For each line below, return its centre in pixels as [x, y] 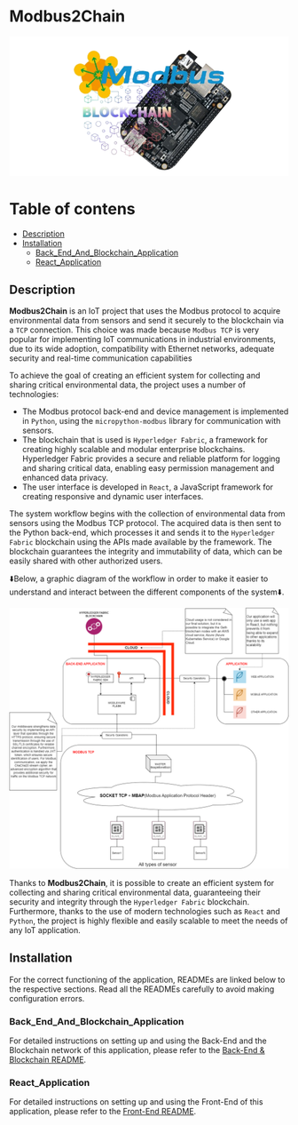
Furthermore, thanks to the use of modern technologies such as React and [145, 911]
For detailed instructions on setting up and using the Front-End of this [136, 1102]
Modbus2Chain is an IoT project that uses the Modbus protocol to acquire [145, 311]
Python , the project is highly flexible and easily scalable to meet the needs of [149, 921]
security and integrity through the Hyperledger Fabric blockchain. [129, 902]
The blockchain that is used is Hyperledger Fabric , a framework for [145, 440]
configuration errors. [47, 998]
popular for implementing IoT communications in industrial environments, [143, 339]
